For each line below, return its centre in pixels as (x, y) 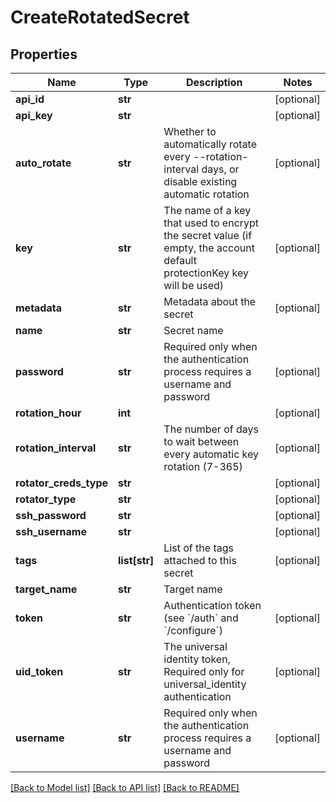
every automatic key (211, 454)
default (180, 260)
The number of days (211, 429)
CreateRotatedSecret (100, 17)
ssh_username (51, 531)
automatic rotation (206, 194)
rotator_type (46, 499)
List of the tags (198, 548)
